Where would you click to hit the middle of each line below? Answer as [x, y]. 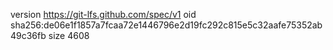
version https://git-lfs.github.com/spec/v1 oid [103, 14]
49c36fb [28, 35]
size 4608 [69, 35]
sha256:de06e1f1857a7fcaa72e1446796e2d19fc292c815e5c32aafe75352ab [166, 25]
